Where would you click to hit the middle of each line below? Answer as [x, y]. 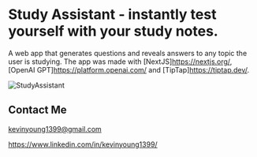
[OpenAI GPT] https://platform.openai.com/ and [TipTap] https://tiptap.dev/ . [129, 69]
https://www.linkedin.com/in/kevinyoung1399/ [83, 144]
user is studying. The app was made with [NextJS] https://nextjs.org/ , [120, 62]
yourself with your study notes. [113, 31]
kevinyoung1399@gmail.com [55, 129]
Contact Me [37, 110]
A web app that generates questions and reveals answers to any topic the [128, 53]
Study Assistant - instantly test [112, 15]
